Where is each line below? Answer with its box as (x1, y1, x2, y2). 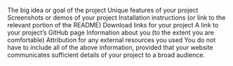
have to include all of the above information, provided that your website (7, 44, 214, 51)
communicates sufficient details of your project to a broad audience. (7, 51, 206, 59)
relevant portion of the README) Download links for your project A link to (7, 21, 219, 29)
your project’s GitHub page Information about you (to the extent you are (7, 28, 214, 37)
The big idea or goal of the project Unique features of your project (7, 6, 199, 14)
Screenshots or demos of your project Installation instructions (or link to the (7, 13, 226, 22)
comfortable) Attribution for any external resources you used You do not (7, 36, 216, 44)
